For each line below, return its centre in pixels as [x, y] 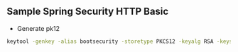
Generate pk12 [38, 28]
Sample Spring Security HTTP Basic [88, 12]
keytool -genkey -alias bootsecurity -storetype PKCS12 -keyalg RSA [110, 41]
